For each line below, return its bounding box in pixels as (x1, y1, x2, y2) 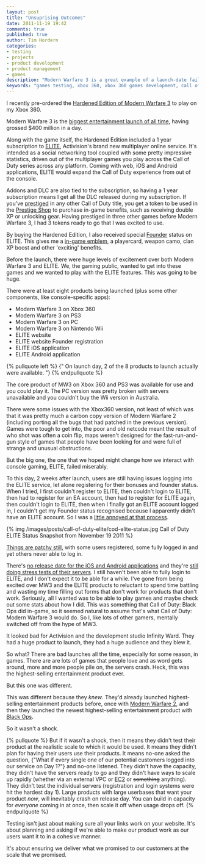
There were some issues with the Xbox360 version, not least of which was (6, 406, 194, 412)
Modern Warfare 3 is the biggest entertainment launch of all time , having (6, 118, 189, 125)
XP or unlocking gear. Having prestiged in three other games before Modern (6, 213, 198, 220)
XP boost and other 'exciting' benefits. (6, 244, 103, 251)
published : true (6, 32, 48, 38)
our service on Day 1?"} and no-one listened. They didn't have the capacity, (6, 763, 196, 769)
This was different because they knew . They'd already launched (6, 694, 168, 700)
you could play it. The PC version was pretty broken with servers (6, 387, 169, 394)
